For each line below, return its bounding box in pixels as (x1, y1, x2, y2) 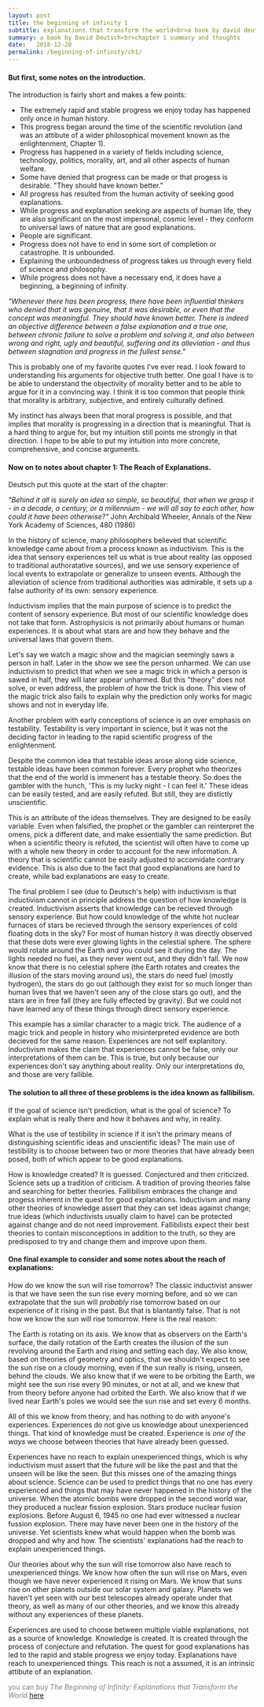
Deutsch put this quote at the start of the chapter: (8, 480, 169, 490)
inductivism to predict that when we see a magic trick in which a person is (8, 667, 248, 676)
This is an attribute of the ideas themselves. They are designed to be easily (8, 813, 251, 822)
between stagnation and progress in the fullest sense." (8, 347, 186, 356)
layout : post (8, 11, 51, 20)
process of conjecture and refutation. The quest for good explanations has (8, 1642, 250, 1651)
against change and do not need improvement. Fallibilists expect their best (8, 1220, 250, 1229)
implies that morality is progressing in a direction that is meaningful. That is (8, 419, 251, 429)
